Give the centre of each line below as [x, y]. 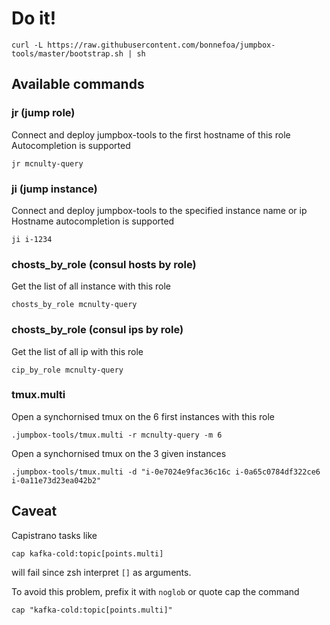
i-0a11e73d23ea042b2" [56, 480]
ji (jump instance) [54, 189]
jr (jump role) [43, 113]
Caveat [34, 511]
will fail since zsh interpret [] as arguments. [101, 572]
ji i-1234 [32, 239]
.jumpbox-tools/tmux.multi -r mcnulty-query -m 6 [117, 435]
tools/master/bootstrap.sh [67, 53]
